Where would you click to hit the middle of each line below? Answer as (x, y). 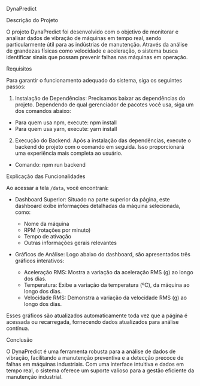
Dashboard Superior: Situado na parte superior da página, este (93, 199)
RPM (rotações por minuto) (57, 230)
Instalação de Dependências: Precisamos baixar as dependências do (100, 98)
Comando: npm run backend (50, 165)
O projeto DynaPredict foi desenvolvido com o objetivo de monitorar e (92, 32)
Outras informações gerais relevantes (70, 243)
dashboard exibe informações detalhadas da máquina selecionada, (98, 206)
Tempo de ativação (48, 236)
